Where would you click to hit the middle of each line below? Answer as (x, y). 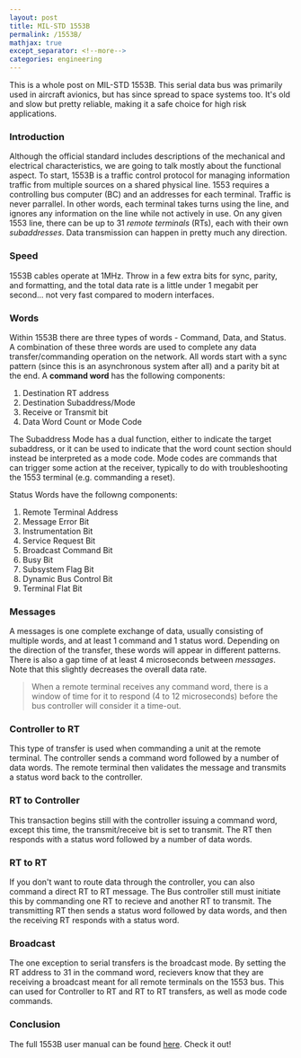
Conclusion (35, 1025)
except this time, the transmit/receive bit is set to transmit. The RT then (141, 829)
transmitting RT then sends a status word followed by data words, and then (148, 911)
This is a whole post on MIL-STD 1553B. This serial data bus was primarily (146, 85)
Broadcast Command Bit (67, 550)
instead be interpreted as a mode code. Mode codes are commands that (143, 458)
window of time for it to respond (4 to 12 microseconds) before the (155, 696)
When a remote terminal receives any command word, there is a (150, 687)
